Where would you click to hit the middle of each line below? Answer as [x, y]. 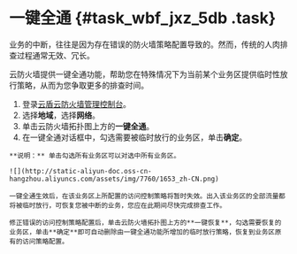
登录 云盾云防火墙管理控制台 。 [76, 104]
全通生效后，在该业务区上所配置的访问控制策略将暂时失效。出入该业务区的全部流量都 [153, 196]
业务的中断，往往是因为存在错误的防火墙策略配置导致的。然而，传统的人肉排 [148, 44]
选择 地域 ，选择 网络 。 [61, 115]
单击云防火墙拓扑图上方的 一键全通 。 [88, 126]
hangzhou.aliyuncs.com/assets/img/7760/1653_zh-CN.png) [114, 179]
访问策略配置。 [45, 241]
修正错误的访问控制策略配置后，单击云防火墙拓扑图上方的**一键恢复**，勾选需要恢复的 [145, 222]
